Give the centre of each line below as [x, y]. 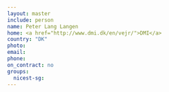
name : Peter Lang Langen [43, 26]
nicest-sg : [29, 78]
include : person [30, 20]
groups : [18, 71]
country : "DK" [28, 39]
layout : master [29, 13]
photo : [17, 46]
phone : [17, 59]
